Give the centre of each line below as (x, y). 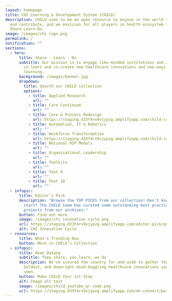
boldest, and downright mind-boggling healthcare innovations (91, 267)
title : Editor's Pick (42, 196)
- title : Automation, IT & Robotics (67, 124)
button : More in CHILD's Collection (58, 243)
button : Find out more (43, 215)
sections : (16, 48)
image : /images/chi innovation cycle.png (64, 220)
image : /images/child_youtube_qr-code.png (65, 286)
